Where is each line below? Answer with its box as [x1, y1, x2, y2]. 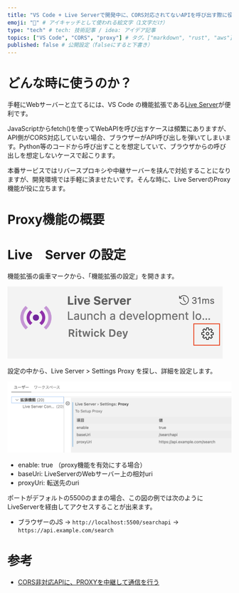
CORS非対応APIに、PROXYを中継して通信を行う [17, 578, 160, 587]
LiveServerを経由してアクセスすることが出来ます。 [7, 502, 156, 511]
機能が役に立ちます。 [7, 184, 70, 192]
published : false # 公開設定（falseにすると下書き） [7, 41, 153, 49]
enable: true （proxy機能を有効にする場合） [17, 460, 147, 470]
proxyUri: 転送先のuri [17, 478, 80, 488]
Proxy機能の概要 [7, 212, 105, 228]
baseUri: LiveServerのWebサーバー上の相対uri [17, 470, 153, 478]
